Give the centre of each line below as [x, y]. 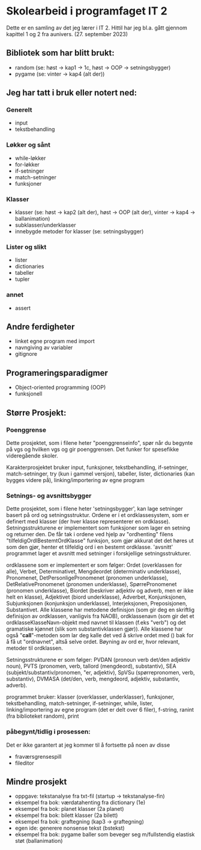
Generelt [19, 110]
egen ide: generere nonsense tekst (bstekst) [70, 828]
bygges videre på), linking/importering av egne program [76, 480]
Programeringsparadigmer [57, 373]
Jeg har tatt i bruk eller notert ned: [71, 93]
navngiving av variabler [44, 347]
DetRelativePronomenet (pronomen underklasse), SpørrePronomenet [91, 584]
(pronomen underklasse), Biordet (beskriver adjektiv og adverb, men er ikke [100, 591]
